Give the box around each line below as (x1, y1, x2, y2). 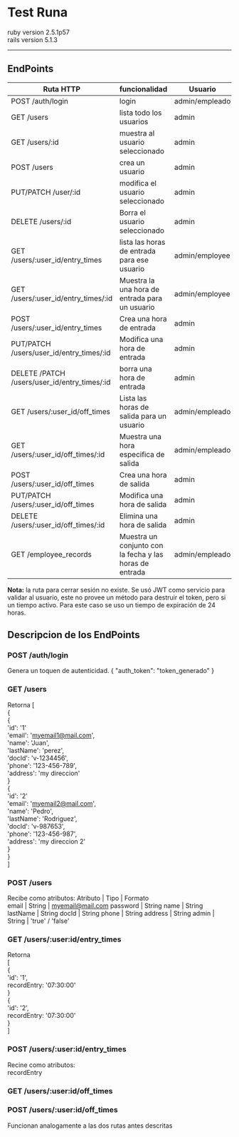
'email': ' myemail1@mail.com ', (7, 731, 95, 739)
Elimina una (119, 511, 158, 521)
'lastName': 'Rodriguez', (7, 814, 78, 823)
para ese (119, 255, 149, 265)
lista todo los (119, 108, 162, 118)
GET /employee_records (11, 549, 92, 559)
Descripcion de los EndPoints (7, 629, 140, 641)
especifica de (119, 449, 165, 459)
